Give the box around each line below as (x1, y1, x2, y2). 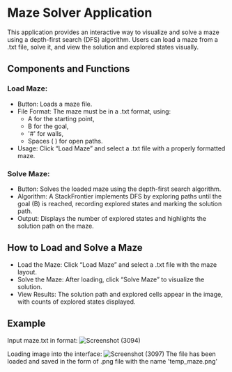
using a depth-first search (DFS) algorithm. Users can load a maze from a (7, 35, 218, 43)
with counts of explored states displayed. (17, 297, 136, 306)
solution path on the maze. (17, 222, 94, 230)
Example (7, 318, 46, 330)
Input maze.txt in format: (7, 336, 78, 344)
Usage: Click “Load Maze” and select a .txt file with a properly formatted (17, 144, 226, 153)
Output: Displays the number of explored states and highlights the (17, 214, 207, 222)
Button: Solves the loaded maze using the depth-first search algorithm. (17, 185, 222, 193)
